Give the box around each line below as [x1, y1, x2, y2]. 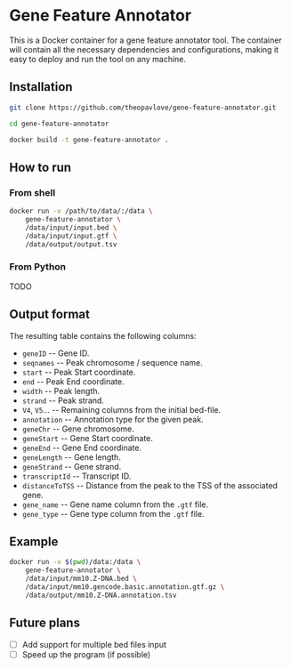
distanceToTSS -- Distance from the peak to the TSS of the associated [21, 480, 279, 490]
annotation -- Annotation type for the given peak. [21, 414, 204, 424]
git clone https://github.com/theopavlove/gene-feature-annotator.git [9, 103, 277, 112]
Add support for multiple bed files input [21, 639, 167, 649]
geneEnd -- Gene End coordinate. [21, 442, 142, 453]
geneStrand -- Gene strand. [21, 461, 122, 472]
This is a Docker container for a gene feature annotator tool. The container [9, 35, 282, 45]
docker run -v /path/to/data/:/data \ [9, 206, 153, 216]
